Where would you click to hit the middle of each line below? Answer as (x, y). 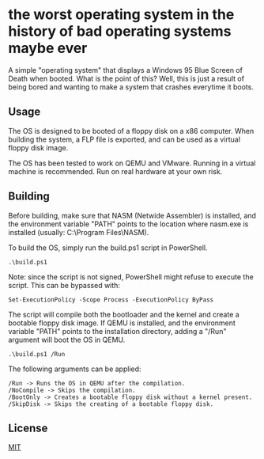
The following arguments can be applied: (75, 369)
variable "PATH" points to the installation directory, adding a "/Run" (117, 331)
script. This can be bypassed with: (64, 285)
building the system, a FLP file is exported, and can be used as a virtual (124, 139)
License (28, 428)
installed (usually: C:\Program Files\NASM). (79, 232)
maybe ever (48, 48)
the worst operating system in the (121, 15)
